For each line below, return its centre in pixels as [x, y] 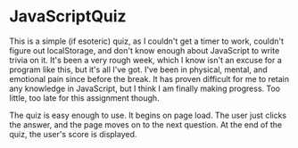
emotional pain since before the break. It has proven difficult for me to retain [149, 78]
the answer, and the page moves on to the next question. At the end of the [146, 124]
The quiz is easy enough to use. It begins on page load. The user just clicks [148, 115]
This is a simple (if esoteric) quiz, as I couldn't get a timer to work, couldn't [146, 41]
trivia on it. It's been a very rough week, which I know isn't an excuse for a [146, 60]
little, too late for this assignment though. [84, 98]
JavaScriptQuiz [68, 16]
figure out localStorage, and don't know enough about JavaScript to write [145, 50]
